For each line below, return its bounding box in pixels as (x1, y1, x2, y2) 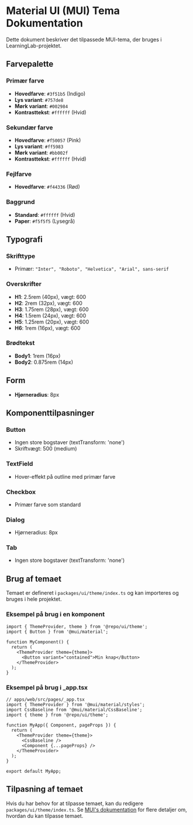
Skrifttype (6, 252, 36, 260)
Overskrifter (6, 280, 42, 288)
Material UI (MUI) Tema (6, 4, 120, 18)
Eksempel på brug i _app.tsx (6, 683, 88, 691)
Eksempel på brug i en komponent (6, 611, 105, 619)
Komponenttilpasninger (6, 408, 95, 418)
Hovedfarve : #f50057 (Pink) (14, 137, 81, 144)
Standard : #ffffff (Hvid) (14, 211, 75, 218)
